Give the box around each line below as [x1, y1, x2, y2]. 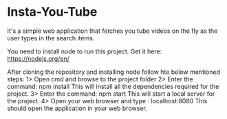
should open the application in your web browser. [7, 104, 148, 112]
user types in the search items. [7, 34, 95, 42]
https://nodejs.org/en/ [7, 54, 70, 62]
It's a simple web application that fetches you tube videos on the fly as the [7, 27, 218, 35]
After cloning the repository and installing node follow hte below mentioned [7, 68, 220, 76]
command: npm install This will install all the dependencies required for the [7, 82, 219, 90]
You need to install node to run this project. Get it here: [7, 47, 162, 55]
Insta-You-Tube [7, 4, 98, 20]
